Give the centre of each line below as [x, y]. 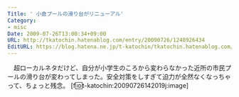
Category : [22, 21]
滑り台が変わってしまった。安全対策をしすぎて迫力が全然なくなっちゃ [128, 76]
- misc [17, 27]
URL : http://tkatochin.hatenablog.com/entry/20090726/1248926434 [106, 40]
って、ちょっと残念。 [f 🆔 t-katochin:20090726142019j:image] [98, 85]
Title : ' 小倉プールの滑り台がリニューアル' [66, 14]
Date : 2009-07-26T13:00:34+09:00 [57, 34]
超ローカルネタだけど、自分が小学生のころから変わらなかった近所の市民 [119, 68]
